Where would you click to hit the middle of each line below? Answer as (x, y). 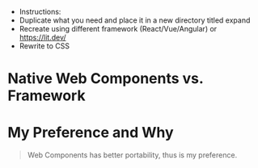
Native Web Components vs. (106, 79)
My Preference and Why (91, 133)
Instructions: (40, 12)
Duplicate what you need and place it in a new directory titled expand (135, 20)
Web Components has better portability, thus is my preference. (132, 155)
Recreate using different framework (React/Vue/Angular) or (118, 29)
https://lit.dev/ (42, 37)
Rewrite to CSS (44, 46)
